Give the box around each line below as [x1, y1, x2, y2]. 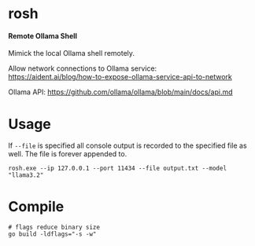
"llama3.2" [8, 171, 44, 179]
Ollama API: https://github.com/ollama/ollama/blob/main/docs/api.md [8, 87, 234, 97]
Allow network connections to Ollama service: [8, 64, 157, 73]
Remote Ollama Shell [8, 31, 77, 40]
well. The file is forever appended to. [8, 149, 128, 159]
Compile [8, 197, 65, 215]
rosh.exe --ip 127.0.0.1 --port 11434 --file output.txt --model [8, 164, 227, 173]
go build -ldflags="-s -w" [8, 230, 97, 238]
